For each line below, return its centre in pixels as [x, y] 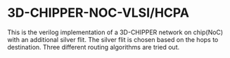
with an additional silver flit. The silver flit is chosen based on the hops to [113, 39]
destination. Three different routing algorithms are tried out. [94, 47]
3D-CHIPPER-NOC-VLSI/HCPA [98, 13]
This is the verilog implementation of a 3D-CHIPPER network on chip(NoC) [115, 32]
